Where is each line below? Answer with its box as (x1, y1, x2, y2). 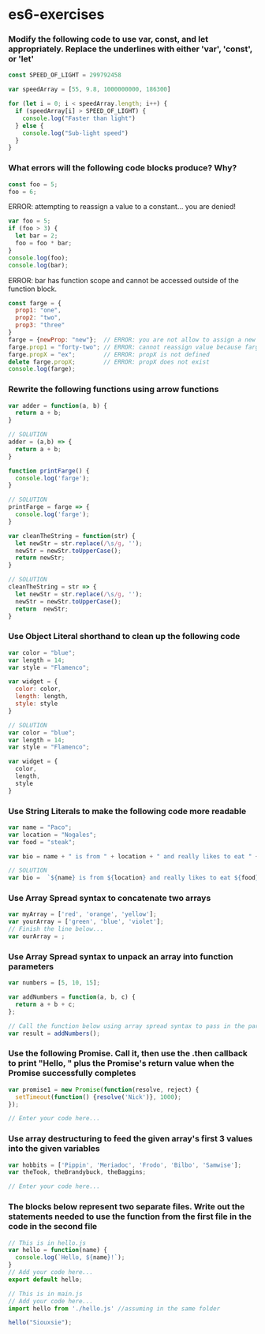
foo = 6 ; (8, 188, 37, 196)
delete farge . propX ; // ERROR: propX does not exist (8, 357, 211, 366)
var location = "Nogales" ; (8, 831, 97, 839)
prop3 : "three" (15, 321, 65, 329)
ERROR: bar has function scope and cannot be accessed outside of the (8, 275, 239, 285)
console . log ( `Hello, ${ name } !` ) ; (15, 1254, 125, 1261)
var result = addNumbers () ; (8, 1029, 101, 1037)
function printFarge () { (8, 467, 90, 475)
